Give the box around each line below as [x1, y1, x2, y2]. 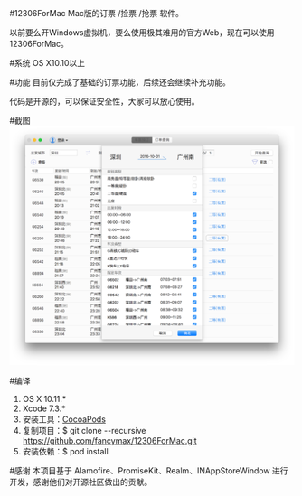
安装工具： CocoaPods [22, 414, 107, 425]
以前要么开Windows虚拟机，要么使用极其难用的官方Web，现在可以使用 [9, 27, 275, 38]
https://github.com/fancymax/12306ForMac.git [22, 435, 197, 445]
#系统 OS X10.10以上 [9, 58, 86, 68]
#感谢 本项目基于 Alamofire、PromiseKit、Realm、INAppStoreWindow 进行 [9, 464, 288, 476]
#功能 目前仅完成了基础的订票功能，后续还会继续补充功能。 [9, 77, 231, 88]
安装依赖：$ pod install [22, 445, 109, 456]
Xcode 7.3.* [22, 403, 66, 414]
